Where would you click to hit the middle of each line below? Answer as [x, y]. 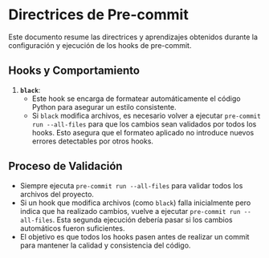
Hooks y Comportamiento [74, 71]
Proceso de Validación [65, 166]
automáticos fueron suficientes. [72, 228]
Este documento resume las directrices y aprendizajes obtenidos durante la [133, 37]
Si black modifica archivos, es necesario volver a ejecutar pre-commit [146, 115]
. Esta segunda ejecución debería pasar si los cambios [143, 220]
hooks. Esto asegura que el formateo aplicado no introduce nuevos [143, 132]
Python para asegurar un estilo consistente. [104, 107]
